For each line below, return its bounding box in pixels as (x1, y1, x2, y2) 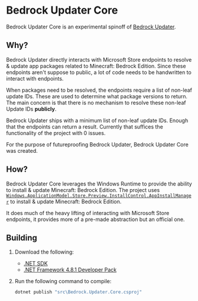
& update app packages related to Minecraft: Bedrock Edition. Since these (6, 62, 186, 69)
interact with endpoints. (6, 75, 64, 82)
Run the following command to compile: (14, 278, 112, 285)
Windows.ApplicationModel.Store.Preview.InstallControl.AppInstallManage (6, 193, 192, 198)
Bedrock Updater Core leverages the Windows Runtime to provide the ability (6, 180, 192, 187)
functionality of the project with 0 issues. (6, 129, 106, 136)
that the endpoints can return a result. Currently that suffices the (6, 123, 164, 130)
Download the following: (14, 248, 74, 255)
